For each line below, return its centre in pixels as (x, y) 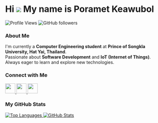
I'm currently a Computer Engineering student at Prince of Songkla (75, 47)
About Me (17, 36)
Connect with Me (26, 75)
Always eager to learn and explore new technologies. (60, 62)
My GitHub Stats (25, 104)
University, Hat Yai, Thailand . (36, 52)
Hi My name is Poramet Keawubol (80, 9)
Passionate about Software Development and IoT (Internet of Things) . (78, 57)
